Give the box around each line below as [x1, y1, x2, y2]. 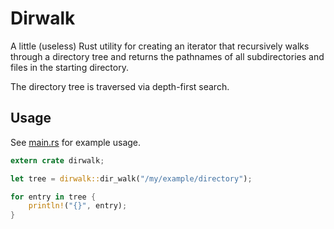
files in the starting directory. [10, 61, 129, 73]
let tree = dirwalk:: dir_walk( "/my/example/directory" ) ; [10, 173, 253, 184]
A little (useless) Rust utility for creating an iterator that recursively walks [10, 40, 310, 52]
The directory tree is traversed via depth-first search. [10, 80, 230, 92]
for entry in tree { [10, 192, 97, 202]
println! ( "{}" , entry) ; [28, 201, 128, 211]
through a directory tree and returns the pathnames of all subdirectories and [10, 50, 325, 62]
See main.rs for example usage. [10, 136, 142, 148]
